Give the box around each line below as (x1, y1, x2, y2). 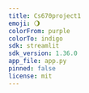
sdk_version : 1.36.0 (8, 49, 78, 57)
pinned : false (8, 65, 57, 73)
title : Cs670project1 (8, 11, 82, 20)
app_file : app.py (8, 57, 67, 66)
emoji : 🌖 (8, 19, 40, 27)
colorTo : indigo (8, 34, 63, 43)
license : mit (8, 72, 53, 80)
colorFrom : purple (8, 27, 70, 35)
